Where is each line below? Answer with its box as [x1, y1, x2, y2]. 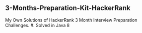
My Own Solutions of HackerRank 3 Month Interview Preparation [5, 17, 138, 23]
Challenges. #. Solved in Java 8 [5, 22, 70, 28]
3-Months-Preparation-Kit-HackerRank [5, 4, 131, 12]
